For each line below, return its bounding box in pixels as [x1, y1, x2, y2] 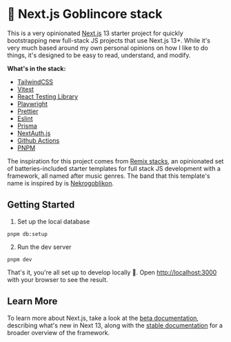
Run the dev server [17, 243, 72, 251]
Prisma [17, 121, 38, 130]
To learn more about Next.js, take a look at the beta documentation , [7, 314, 199, 322]
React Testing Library [17, 92, 78, 101]
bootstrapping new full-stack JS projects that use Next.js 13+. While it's [7, 36, 210, 44]
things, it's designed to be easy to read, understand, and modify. [7, 51, 191, 59]
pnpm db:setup [7, 230, 48, 237]
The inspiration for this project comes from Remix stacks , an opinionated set [7, 157, 224, 165]
